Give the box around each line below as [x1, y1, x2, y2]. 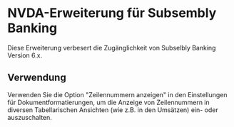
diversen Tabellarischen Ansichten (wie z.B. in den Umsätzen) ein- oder [7, 105, 219, 114]
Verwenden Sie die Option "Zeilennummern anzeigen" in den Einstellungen [7, 90, 228, 99]
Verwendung [7, 72, 66, 84]
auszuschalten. [7, 113, 52, 121]
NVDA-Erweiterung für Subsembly [7, 5, 217, 21]
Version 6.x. [7, 51, 43, 60]
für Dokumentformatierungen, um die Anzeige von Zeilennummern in [7, 98, 210, 106]
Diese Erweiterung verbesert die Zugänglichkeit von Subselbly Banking [7, 43, 216, 52]
